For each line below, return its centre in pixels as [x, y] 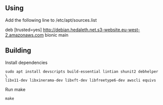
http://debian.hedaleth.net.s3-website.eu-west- [91, 30]
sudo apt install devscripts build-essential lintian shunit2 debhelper [82, 71]
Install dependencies [27, 62]
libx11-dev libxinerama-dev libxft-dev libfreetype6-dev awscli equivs [81, 80]
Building [18, 51]
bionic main [56, 35]
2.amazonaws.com [25, 35]
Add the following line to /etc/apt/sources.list [51, 20]
